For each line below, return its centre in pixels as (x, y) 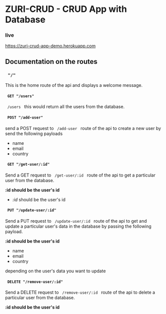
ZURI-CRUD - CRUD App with (66, 9)
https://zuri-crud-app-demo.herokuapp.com (50, 46)
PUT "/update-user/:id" (32, 210)
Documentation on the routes (51, 61)
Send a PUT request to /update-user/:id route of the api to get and (76, 221)
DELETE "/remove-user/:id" (35, 282)
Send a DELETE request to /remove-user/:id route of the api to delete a (80, 292)
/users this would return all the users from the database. (66, 107)
